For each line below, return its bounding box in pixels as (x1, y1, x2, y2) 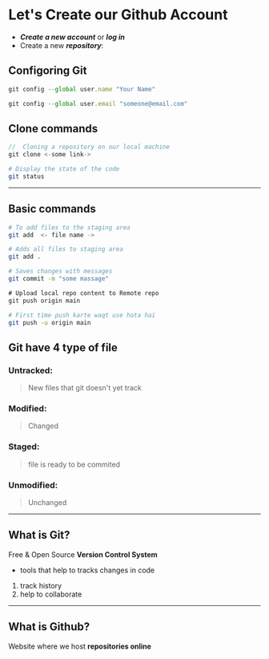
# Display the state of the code (8, 165, 120, 173)
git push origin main (8, 297, 81, 305)
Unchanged (27, 497, 67, 507)
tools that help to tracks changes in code (19, 565, 155, 575)
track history (19, 580, 62, 590)
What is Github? (8, 620, 90, 634)
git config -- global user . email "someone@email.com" (8, 99, 188, 107)
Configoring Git (8, 64, 87, 78)
